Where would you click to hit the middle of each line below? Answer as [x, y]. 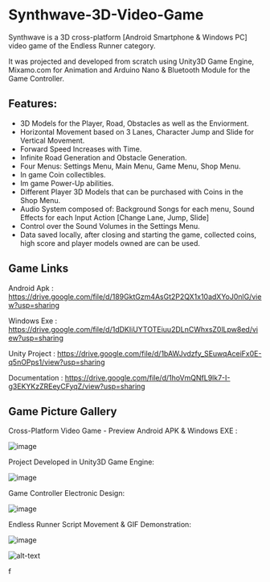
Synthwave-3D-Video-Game [106, 15]
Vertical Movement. [52, 140]
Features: [33, 104]
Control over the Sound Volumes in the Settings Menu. [110, 226]
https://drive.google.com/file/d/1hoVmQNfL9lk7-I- [147, 377]
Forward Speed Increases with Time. [81, 149]
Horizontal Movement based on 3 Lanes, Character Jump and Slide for [137, 131]
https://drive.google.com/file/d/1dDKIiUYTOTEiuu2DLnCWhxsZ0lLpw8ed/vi [133, 329]
